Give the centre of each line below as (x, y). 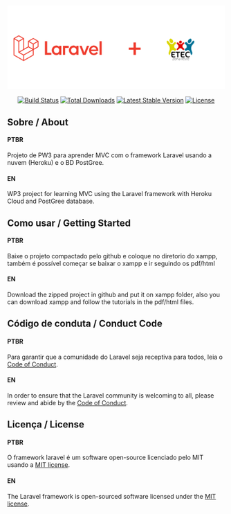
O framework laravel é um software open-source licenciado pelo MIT (105, 458)
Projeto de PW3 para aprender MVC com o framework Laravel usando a (110, 155)
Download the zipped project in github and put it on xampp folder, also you (113, 295)
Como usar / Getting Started (69, 223)
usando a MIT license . (39, 465)
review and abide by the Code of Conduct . (67, 402)
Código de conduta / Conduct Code (85, 324)
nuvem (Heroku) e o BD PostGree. (56, 163)
